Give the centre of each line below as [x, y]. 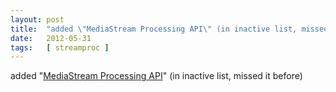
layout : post [37, 19]
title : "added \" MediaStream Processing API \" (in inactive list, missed [169, 29]
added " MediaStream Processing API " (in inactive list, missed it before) [156, 76]
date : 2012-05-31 [51, 38]
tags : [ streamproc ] [60, 47]
